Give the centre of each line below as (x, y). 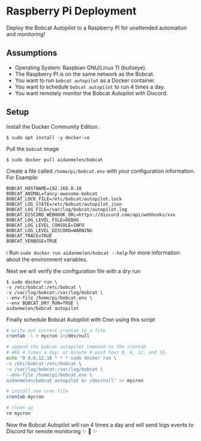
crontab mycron (25, 397)
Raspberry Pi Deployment (71, 11)
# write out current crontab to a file (56, 330)
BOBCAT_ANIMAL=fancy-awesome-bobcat (52, 194)
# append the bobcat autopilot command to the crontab (76, 347)
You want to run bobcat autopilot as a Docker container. (85, 80)
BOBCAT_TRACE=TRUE (29, 236)
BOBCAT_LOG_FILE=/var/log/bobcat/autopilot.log (67, 209)
